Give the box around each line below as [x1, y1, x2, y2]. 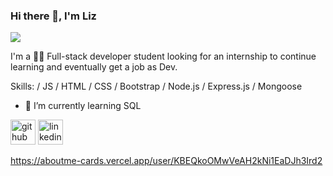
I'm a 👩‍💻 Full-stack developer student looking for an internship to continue [10, 50, 317, 63]
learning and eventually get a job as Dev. [10, 61, 178, 73]
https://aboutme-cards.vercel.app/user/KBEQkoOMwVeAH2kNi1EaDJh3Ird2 [10, 155, 323, 167]
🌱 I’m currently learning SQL [24, 100, 142, 112]
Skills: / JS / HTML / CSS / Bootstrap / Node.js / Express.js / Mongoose [10, 80, 303, 93]
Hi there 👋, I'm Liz [10, 9, 97, 23]
